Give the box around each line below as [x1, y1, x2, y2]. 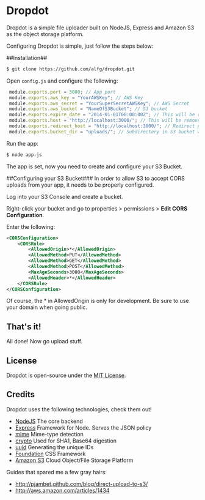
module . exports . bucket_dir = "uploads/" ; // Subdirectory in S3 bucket [9, 129, 195, 135]
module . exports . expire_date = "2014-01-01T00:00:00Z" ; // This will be [9, 111, 195, 118]
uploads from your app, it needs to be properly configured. [6, 181, 154, 188]
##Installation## [6, 54, 48, 61]
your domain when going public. [6, 304, 87, 311]
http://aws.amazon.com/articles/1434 [15, 487, 110, 494]
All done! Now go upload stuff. [6, 338, 83, 345]
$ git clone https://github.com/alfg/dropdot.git [6, 65, 135, 72]
